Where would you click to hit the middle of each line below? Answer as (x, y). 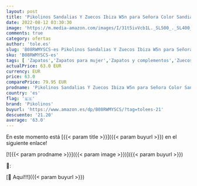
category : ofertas (28, 39)
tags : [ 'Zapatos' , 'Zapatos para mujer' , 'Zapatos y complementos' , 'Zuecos (99, 60)
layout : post (22, 11)
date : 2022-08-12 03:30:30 (39, 22)
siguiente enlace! (27, 143)
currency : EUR (23, 71)
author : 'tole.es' (28, 44)
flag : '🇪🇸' (21, 98)
